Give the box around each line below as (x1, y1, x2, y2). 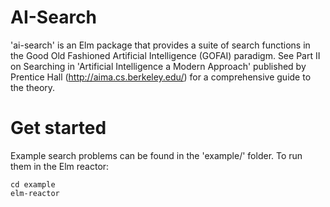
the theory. (10, 81, 56, 93)
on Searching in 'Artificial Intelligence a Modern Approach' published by (10, 60, 307, 72)
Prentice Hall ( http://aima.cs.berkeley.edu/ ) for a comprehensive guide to (10, 71, 312, 83)
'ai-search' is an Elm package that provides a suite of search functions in (10, 39, 311, 51)
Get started (10, 117, 107, 140)
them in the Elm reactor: (10, 160, 110, 172)
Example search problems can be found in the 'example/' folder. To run (10, 149, 303, 161)
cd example (10, 179, 56, 190)
